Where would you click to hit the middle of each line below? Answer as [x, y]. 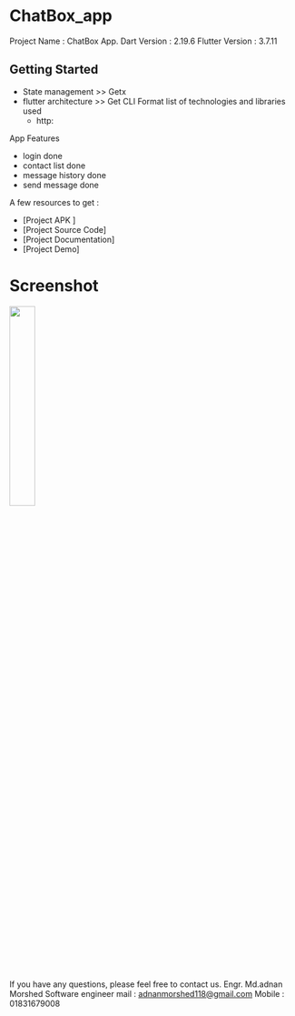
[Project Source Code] [64, 229]
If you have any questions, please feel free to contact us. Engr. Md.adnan [146, 984]
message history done [64, 175]
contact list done [54, 166]
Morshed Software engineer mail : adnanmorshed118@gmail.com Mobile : [147, 993]
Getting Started [54, 70]
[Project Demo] [51, 249]
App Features [35, 138]
